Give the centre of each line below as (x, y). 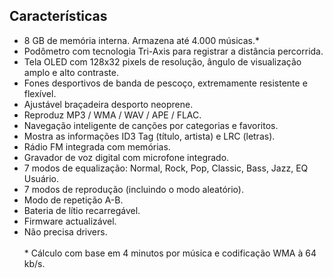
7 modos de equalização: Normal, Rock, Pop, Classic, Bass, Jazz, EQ (166, 168)
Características (58, 16)
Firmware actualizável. (70, 221)
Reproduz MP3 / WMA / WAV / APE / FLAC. (112, 115)
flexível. (40, 93)
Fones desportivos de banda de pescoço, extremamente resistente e (165, 83)
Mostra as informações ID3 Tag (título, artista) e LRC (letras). (149, 136)
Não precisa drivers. (65, 231)
